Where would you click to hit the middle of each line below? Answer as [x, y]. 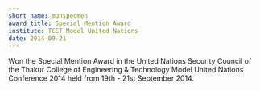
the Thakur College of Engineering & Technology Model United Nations [126, 70]
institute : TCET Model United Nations [73, 31]
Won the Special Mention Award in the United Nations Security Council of [130, 61]
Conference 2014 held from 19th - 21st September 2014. [101, 78]
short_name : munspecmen [48, 16]
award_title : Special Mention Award [70, 23]
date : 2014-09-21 [37, 38]
